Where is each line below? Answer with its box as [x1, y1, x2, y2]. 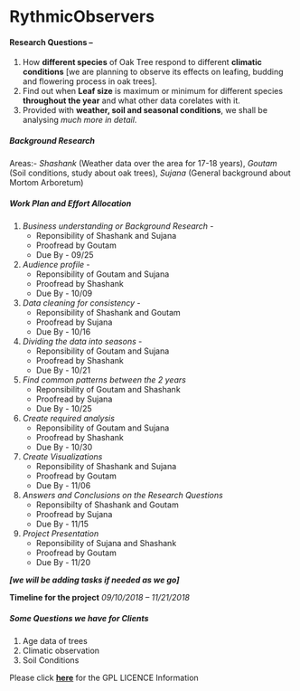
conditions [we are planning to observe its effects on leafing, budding [22, 66, 284, 78]
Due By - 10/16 [35, 327, 91, 337]
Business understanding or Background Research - [22, 221, 214, 232]
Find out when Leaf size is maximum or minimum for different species [22, 86, 283, 97]
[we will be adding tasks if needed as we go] [9, 574, 180, 585]
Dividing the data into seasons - [22, 336, 143, 347]
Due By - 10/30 [35, 441, 93, 453]
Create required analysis [22, 413, 116, 424]
